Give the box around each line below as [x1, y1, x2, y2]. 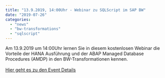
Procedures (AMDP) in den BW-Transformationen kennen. [5, 56, 128, 62]
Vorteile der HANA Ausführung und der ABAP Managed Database [5, 50, 144, 57]
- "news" [10, 21, 29, 27]
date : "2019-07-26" [5, 12, 47, 17]
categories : [5, 17, 31, 22]
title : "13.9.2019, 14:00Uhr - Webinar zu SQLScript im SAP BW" [5, 7, 146, 13]
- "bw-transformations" [10, 27, 61, 32]
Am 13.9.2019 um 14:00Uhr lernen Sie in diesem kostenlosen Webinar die [5, 45, 160, 51]
